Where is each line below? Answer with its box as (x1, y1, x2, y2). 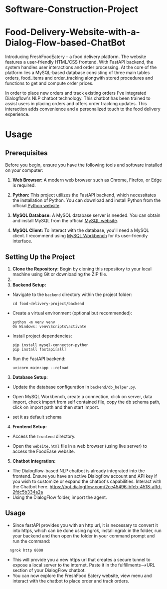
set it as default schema (12, 414, 62, 420)
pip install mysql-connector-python (12, 342, 89, 348)
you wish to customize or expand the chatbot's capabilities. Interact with (12, 478, 162, 484)
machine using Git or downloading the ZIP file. (12, 271, 108, 277)
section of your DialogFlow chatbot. (12, 567, 86, 573)
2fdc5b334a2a (12, 489, 43, 495)
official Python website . (12, 203, 61, 209)
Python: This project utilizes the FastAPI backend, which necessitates (12, 192, 157, 198)
